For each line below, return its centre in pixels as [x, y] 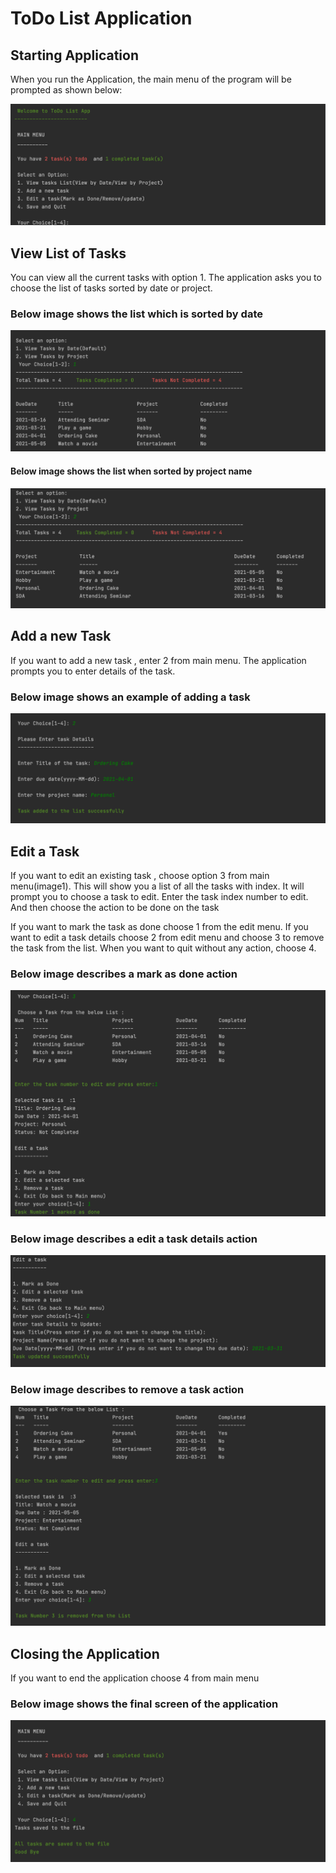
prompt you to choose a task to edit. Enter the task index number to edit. [159, 897]
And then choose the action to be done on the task [115, 908]
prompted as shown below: [66, 90]
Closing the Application [85, 1653]
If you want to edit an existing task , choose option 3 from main [140, 876]
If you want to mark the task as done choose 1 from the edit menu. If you [159, 927]
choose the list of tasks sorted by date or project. [111, 288]
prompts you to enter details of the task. [93, 671]
